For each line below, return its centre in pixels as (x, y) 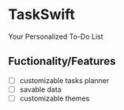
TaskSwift (41, 15)
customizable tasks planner (64, 80)
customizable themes (54, 98)
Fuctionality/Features (62, 61)
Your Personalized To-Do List (56, 36)
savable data (40, 89)
